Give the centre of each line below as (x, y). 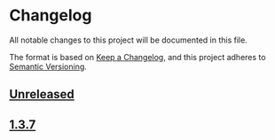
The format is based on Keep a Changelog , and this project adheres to (137, 57)
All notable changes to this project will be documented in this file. (129, 40)
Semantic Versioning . (48, 66)
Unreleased (42, 94)
